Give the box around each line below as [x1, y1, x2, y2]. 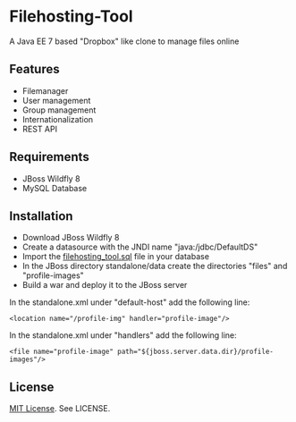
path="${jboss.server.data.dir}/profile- [117, 347, 275, 357]
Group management [21, 105, 97, 115]
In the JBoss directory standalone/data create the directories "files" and [21, 261, 288, 272]
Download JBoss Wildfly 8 [21, 232, 120, 243]
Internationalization [21, 114, 94, 124]
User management [21, 95, 91, 105]
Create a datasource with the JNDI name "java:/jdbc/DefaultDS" [21, 241, 258, 252]
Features [9, 62, 60, 77]
